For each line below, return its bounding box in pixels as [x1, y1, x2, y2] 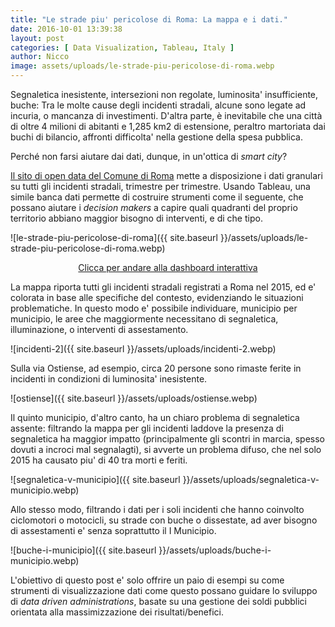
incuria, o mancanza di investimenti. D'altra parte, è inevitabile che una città [10, 110, 323, 121]
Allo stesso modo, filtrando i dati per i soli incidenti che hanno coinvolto [10, 504, 305, 515]
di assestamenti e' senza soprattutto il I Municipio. [10, 525, 217, 536]
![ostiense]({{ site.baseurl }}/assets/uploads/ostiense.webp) [10, 392, 258, 404]
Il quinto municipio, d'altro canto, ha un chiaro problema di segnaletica [10, 412, 300, 423]
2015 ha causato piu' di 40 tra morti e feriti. [10, 454, 188, 466]
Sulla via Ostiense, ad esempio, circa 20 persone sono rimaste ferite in [10, 362, 302, 374]
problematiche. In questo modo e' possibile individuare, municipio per [10, 302, 298, 314]
